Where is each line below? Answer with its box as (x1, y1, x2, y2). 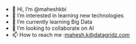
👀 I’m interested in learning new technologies (11, 12, 124, 19)
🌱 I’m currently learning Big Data (11, 18, 93, 25)
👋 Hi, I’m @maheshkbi (11, 6, 67, 12)
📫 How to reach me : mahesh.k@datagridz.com (11, 32, 131, 38)
